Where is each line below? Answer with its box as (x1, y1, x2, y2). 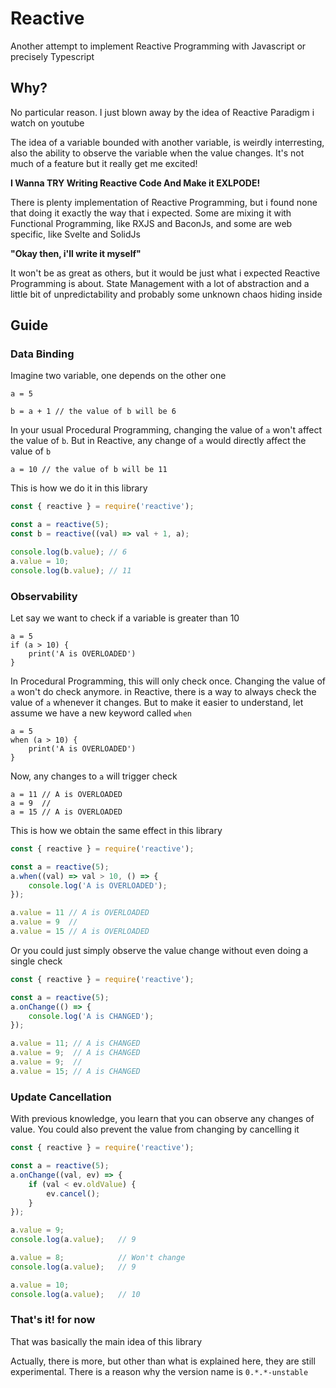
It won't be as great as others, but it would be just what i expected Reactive (10, 267, 321, 279)
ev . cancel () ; (46, 1188, 101, 1199)
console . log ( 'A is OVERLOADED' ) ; (28, 880, 168, 891)
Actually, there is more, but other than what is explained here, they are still (10, 1355, 316, 1367)
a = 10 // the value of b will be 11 (10, 465, 168, 475)
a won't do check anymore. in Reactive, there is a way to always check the (10, 685, 317, 697)
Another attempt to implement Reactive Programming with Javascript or (10, 40, 307, 52)
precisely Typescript (10, 50, 95, 62)
